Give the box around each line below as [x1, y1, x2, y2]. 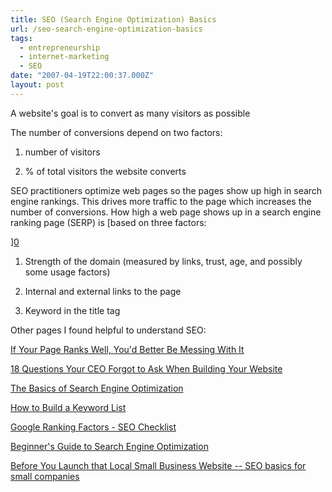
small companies [10, 470, 80, 482]
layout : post [10, 80, 65, 90]
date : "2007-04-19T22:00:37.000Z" [10, 71, 155, 81]
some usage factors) [24, 266, 111, 278]
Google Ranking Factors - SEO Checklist [10, 421, 177, 433]
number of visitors [24, 146, 101, 158]
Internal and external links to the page [24, 285, 182, 297]
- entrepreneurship [19, 42, 101, 53]
